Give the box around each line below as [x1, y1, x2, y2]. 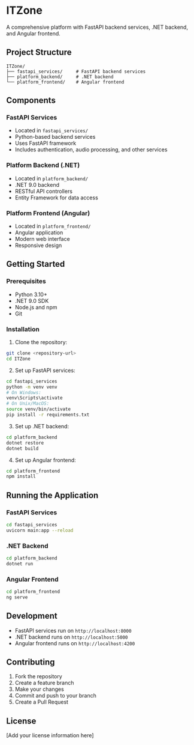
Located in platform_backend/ [14, 175, 89, 182]
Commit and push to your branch [14, 692, 97, 699]
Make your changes [14, 686, 64, 693]
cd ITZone [6, 356, 31, 362]
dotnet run [6, 561, 34, 567]
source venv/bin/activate [6, 406, 71, 412]
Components [6, 96, 56, 106]
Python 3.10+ [14, 291, 48, 298]
